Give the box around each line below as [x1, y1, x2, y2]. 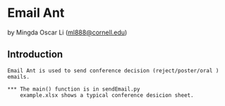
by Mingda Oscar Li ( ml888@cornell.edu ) [7, 28, 128, 37]
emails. [7, 73, 30, 80]
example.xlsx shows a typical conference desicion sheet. [20, 91, 194, 99]
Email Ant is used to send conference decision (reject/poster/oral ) [7, 67, 219, 74]
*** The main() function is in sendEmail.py [7, 86, 140, 93]
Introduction [7, 48, 63, 60]
